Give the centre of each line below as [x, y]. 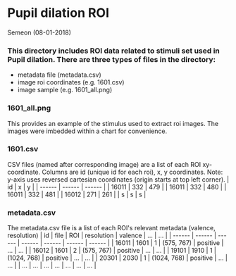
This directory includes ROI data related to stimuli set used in [114, 51]
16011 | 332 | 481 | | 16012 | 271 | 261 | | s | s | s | [77, 194]
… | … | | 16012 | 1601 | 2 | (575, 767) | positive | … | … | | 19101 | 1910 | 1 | [112, 251]
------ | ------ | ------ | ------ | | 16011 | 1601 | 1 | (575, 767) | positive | [122, 243]
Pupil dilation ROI [58, 13]
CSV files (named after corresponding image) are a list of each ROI [104, 164]
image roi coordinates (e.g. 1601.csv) [71, 82]
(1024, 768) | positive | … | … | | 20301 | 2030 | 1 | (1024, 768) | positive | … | [117, 258]
